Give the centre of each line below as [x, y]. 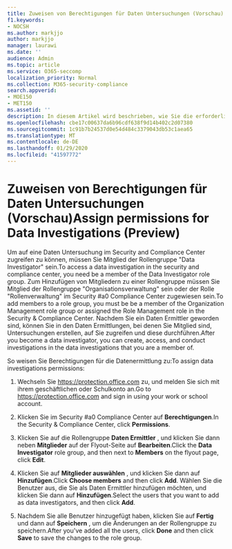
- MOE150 [20, 97]
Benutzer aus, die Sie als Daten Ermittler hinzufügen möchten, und [112, 488]
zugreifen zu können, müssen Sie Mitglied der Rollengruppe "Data [101, 259]
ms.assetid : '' [29, 110]
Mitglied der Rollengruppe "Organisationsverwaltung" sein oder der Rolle [111, 289]
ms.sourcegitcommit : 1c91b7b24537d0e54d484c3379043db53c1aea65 [100, 129]
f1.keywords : [26, 20]
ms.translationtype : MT [41, 135]
